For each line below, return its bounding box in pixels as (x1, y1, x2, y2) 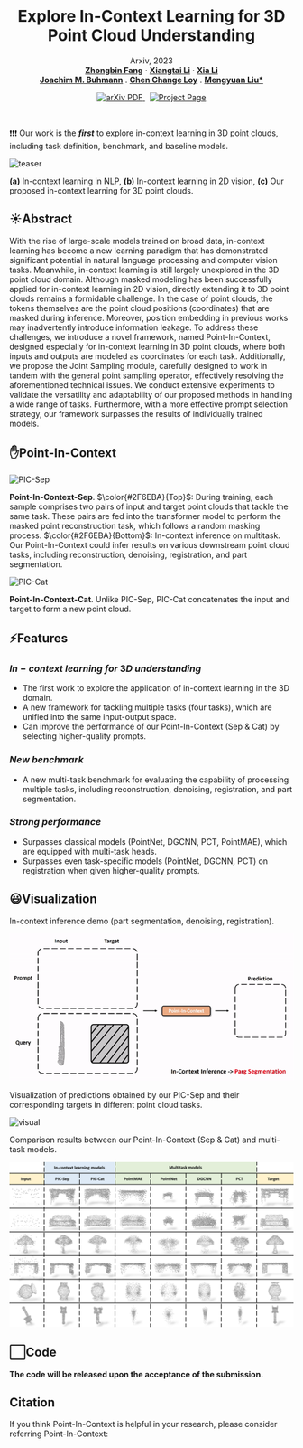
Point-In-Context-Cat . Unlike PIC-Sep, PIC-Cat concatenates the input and (9, 593, 290, 604)
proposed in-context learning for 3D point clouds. (9, 185, 194, 195)
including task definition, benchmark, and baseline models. (9, 140, 228, 151)
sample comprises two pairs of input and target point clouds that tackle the (9, 501, 289, 512)
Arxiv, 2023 (130, 55, 173, 66)
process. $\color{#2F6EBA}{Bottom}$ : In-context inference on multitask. (9, 530, 281, 541)
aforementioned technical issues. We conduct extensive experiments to (9, 379, 275, 390)
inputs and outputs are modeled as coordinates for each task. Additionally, (9, 350, 286, 362)
